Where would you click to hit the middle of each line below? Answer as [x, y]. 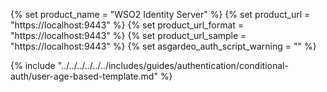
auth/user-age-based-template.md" [84, 76]
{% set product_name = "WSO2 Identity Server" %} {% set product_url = [160, 14]
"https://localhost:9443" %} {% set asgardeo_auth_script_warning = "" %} [163, 46]
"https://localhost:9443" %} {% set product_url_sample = [128, 35]
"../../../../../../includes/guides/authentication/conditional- [173, 65]
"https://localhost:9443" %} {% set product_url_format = [127, 25]
